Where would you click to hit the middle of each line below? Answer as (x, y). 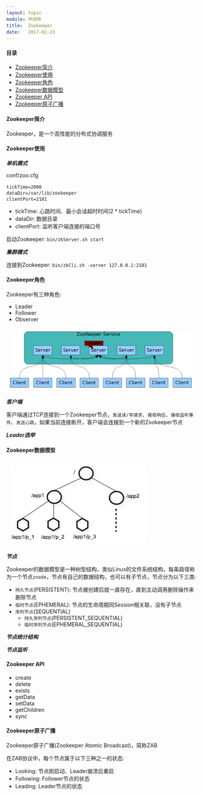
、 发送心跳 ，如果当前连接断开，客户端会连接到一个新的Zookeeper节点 (97, 422)
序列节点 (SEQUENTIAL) (43, 612)
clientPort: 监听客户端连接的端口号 (58, 226)
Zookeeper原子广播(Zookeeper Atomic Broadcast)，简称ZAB (82, 745)
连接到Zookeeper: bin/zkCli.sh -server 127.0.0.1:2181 (77, 265)
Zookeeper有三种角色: (34, 295)
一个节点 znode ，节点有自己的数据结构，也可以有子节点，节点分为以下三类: (104, 577)
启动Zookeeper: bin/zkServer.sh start (55, 239)
